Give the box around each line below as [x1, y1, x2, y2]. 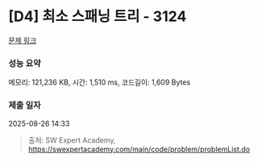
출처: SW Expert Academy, [27, 135, 116, 145]
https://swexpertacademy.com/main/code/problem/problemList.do [27, 144, 251, 154]
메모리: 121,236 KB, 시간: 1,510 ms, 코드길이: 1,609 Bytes [8, 77, 191, 87]
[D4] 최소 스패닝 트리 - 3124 [8, 7, 187, 26]
